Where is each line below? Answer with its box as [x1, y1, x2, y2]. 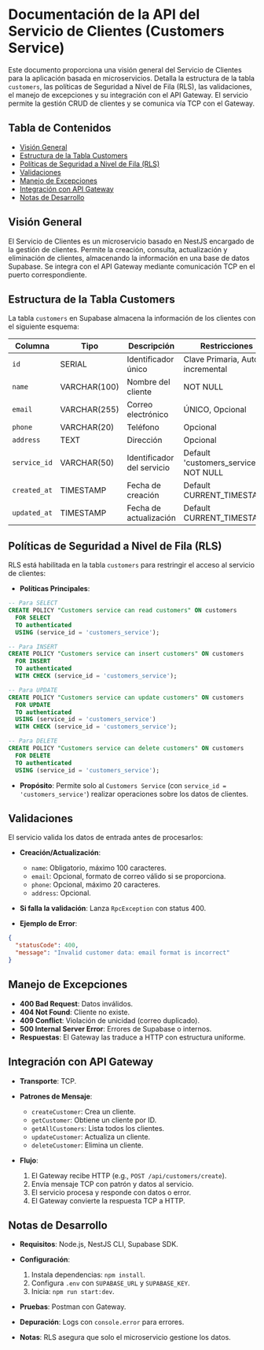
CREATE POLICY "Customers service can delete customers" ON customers [8, 745, 244, 753]
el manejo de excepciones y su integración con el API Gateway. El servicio [8, 90, 249, 99]
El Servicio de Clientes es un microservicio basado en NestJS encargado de [8, 236, 255, 246]
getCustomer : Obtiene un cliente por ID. [31, 1115, 157, 1125]
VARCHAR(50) [60, 457, 115, 468]
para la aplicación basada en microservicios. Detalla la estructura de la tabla [8, 73, 255, 83]
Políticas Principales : [19, 584, 90, 593]
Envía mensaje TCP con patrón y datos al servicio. [31, 1179, 194, 1188]
